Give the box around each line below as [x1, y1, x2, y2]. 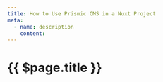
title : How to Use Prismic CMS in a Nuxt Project [7, 10, 157, 18]
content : [20, 29, 46, 37]
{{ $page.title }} [7, 60, 102, 76]
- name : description [13, 23, 74, 30]
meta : [7, 17, 23, 24]
